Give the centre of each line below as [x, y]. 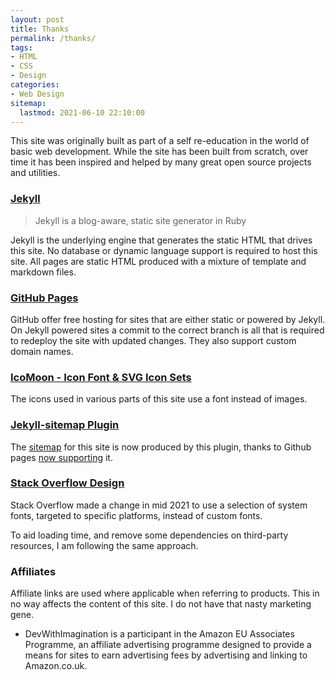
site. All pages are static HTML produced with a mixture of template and [158, 261]
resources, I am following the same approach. [104, 545]
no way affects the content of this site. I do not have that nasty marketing [161, 604]
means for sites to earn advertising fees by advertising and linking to [166, 655]
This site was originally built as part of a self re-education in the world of [160, 141]
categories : [35, 85]
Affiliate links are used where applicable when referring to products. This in [165, 593]
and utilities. [35, 173]
